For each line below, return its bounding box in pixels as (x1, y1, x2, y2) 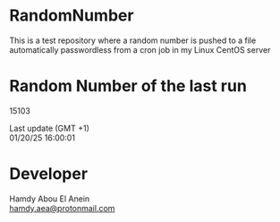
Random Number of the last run (9, 76, 248, 97)
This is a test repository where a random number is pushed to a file (9, 35, 257, 46)
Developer (9, 164, 88, 184)
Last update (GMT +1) (9, 123, 89, 133)
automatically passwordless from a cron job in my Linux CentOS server (9, 44, 271, 55)
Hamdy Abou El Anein (9, 193, 90, 204)
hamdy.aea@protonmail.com (9, 202, 115, 213)
